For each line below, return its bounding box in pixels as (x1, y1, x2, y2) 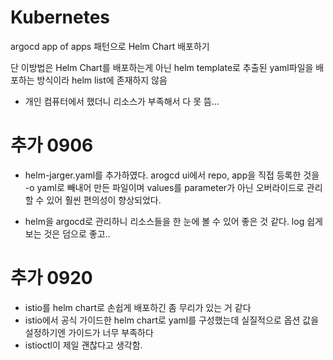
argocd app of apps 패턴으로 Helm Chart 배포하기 (10, 40, 210, 52)
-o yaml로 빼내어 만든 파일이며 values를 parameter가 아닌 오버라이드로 (24, 181, 305, 193)
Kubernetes (10, 6, 111, 29)
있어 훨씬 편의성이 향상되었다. (46, 194, 162, 206)
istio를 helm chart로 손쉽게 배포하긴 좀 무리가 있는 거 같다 (24, 301, 252, 313)
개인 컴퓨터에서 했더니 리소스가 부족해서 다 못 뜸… (24, 95, 220, 107)
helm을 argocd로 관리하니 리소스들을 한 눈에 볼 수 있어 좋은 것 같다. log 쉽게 (24, 215, 323, 227)
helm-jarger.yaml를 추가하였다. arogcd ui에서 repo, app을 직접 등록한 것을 (24, 169, 320, 181)
